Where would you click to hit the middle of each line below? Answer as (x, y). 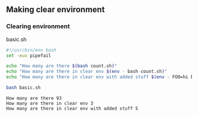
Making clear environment (55, 10)
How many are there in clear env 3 (50, 103)
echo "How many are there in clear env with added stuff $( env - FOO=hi (97, 77)
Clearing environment (38, 26)
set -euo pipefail (29, 55)
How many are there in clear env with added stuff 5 (72, 108)
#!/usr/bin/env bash (32, 50)
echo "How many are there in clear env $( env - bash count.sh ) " (87, 72)
